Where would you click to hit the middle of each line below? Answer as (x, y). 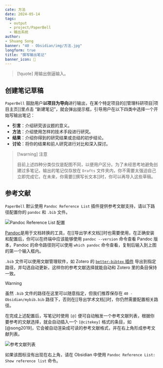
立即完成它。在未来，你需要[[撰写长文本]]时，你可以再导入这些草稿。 (86, 177)
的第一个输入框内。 (24, 251)
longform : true (20, 50)
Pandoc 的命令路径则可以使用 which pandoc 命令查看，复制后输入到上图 (85, 245)
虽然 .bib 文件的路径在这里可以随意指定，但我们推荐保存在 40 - (69, 293)
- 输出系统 (19, 32)
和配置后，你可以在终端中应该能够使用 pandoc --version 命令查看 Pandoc (79, 239)
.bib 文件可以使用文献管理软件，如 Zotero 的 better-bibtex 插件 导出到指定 (81, 261)
